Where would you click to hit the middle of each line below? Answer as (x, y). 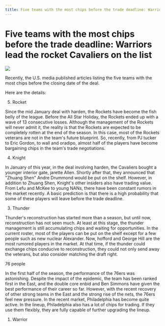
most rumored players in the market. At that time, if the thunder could (75, 243)
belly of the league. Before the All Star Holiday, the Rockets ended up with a (82, 117)
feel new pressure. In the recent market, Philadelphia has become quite (77, 299)
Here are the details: (26, 92)
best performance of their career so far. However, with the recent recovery (81, 289)
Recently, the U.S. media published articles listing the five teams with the (79, 78)
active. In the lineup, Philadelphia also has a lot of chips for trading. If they (80, 304)
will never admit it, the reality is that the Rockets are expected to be (73, 127)
